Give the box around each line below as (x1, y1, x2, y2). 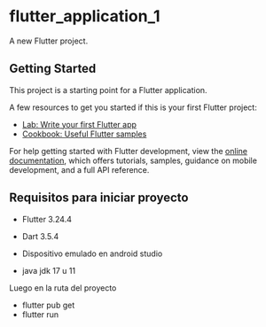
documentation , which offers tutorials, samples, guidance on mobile (9, 155, 257, 166)
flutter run (21, 308, 59, 320)
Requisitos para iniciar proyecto (9, 191, 189, 206)
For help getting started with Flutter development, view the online (9, 145, 248, 156)
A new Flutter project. (9, 35, 89, 46)
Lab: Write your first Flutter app (21, 119, 137, 129)
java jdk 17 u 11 (21, 265, 76, 276)
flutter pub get (21, 300, 75, 310)
